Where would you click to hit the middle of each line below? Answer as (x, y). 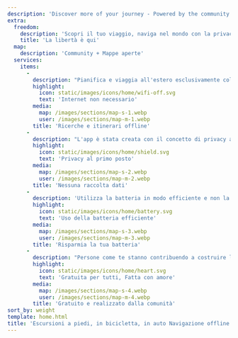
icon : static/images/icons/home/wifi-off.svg (107, 93)
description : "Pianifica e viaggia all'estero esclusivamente (126, 80)
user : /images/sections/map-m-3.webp (95, 238)
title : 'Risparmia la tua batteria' (87, 244)
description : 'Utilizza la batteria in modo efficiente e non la (131, 198)
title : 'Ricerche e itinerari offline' (92, 126)
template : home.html (38, 317)
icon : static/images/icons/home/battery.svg (106, 212)
